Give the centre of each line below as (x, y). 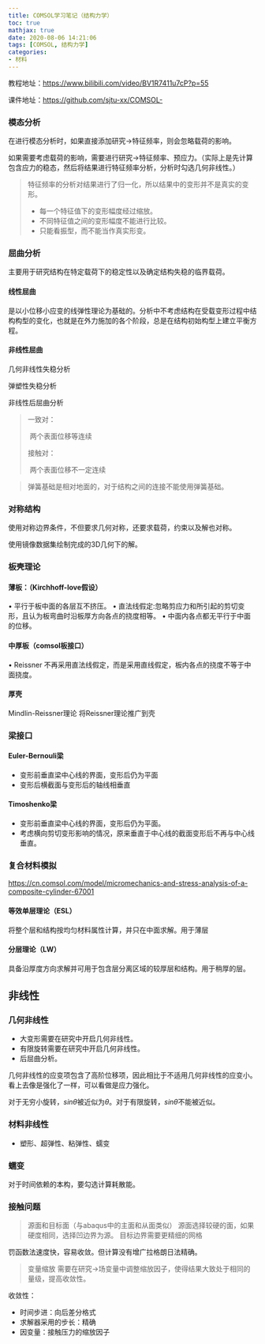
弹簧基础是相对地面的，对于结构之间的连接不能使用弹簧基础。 (128, 486)
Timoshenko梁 (33, 804)
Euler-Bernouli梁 (36, 756)
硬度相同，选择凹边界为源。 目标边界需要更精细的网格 (115, 1235)
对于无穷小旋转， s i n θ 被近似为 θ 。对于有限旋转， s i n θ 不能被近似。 (114, 1102)
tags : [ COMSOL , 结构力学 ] (49, 45)
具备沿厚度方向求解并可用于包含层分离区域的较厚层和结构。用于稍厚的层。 (129, 968)
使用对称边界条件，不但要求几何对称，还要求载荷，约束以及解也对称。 (122, 528)
